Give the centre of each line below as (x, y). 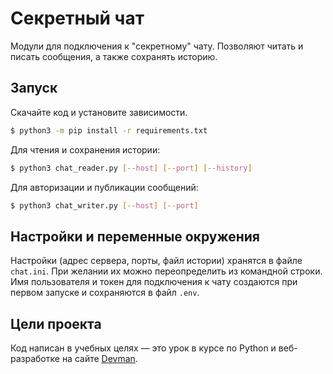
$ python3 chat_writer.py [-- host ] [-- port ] (104, 205)
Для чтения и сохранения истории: (85, 149)
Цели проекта (56, 323)
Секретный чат (77, 18)
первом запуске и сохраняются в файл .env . (105, 293)
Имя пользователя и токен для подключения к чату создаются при (154, 282)
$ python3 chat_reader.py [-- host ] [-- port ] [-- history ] (131, 168)
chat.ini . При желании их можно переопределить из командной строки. (166, 271)
